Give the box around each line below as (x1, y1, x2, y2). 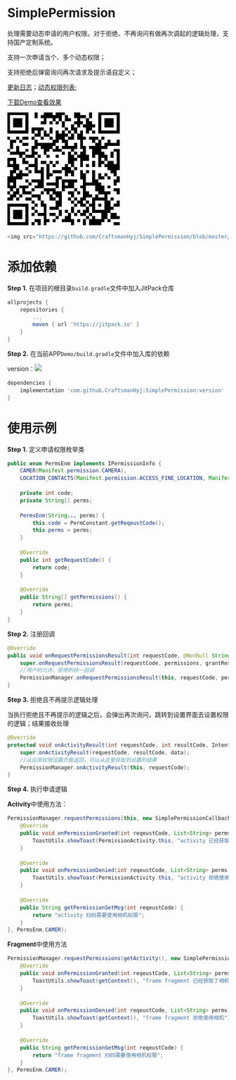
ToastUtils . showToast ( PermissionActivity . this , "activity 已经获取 (32, 837, 230, 844)
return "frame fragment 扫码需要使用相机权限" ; (32, 1052, 164, 1059)
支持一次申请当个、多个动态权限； (7, 53, 106, 61)
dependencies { (7, 379, 52, 386)
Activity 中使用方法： (7, 800, 68, 809)
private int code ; (20, 490, 74, 497)
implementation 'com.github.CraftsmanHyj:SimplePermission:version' (20, 386, 225, 394)
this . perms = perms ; (32, 527, 93, 534)
